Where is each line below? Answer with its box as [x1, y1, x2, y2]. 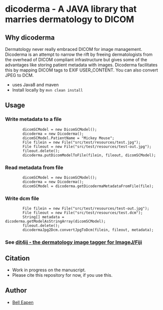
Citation [5, 254, 30, 262]
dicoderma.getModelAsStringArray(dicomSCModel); [5, 219, 106, 224]
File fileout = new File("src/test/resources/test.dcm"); [22, 211, 143, 215]
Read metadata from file [5, 164, 63, 171]
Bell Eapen [12, 299, 34, 305]
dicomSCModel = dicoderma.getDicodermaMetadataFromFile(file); [22, 184, 154, 189]
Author [5, 286, 27, 295]
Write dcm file [5, 195, 40, 202]
